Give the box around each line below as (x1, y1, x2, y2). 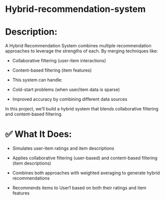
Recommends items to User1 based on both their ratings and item (12, 185, 147, 191)
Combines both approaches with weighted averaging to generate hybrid (12, 170, 160, 176)
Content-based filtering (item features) (12, 67, 92, 73)
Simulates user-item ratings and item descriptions (12, 145, 114, 151)
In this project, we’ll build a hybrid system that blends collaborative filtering (5, 106, 159, 112)
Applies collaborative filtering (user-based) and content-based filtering (12, 155, 158, 161)
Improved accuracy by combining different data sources (12, 96, 128, 102)
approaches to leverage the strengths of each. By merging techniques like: (5, 48, 158, 54)
